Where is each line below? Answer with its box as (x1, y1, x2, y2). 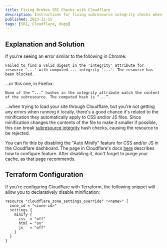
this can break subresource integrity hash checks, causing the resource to (5, 125, 158, 131)
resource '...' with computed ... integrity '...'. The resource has (5, 67, 153, 73)
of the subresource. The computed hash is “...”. (5, 95, 111, 100)
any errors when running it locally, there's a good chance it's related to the (5, 109, 159, 115)
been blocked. (5, 72, 35, 77)
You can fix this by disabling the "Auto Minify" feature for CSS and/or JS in (5, 140, 159, 146)
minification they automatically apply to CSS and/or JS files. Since (5, 114, 141, 120)
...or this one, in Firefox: (5, 81, 54, 87)
